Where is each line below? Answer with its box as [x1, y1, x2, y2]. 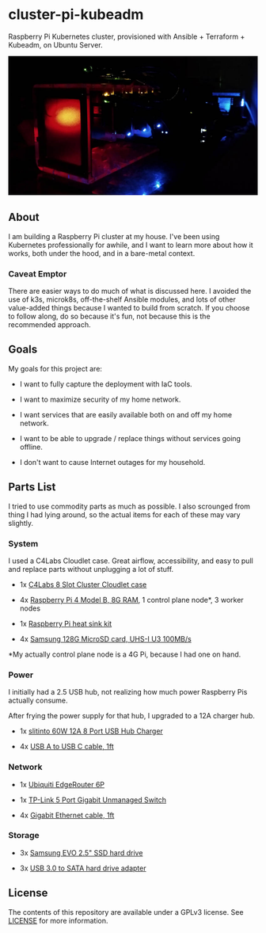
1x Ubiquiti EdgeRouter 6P [19, 779, 105, 789]
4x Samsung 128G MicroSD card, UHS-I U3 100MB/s [19, 634, 192, 643]
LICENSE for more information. [8, 916, 108, 925]
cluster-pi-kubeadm [8, 6, 144, 24]
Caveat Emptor [8, 268, 67, 279]
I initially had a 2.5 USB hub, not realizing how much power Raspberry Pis [8, 687, 248, 697]
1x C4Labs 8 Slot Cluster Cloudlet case [19, 580, 147, 589]
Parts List [8, 481, 56, 494]
